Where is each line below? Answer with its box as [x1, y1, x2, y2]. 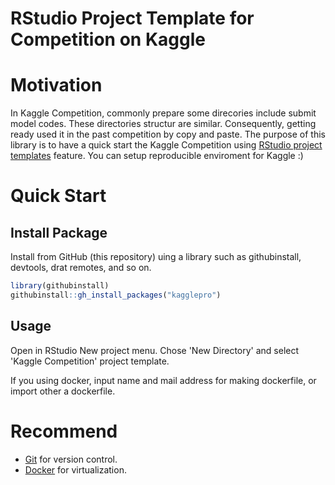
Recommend [10, 420, 118, 442]
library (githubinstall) [10, 281, 110, 291]
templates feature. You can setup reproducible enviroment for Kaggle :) [10, 150, 304, 162]
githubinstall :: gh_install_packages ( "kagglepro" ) [10, 290, 222, 300]
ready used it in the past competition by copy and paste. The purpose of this [10, 128, 327, 141]
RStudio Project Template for [10, 7, 255, 30]
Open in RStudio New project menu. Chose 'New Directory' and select [10, 344, 300, 356]
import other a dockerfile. [10, 385, 116, 397]
